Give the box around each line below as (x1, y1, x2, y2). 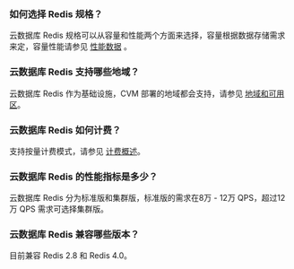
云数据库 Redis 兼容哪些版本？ (9, 229, 140, 241)
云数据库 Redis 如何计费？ (9, 124, 122, 136)
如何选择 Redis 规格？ (9, 7, 103, 20)
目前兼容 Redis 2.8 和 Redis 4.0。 (9, 250, 133, 261)
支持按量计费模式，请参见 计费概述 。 (9, 145, 145, 156)
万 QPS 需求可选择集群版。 (9, 204, 109, 214)
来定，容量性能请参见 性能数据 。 (9, 41, 132, 52)
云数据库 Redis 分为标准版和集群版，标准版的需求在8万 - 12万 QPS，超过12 (9, 193, 286, 204)
